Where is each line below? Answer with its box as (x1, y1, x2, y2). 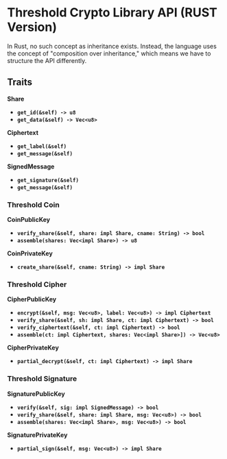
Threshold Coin (7, 200, 60, 210)
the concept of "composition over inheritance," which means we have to (7, 49, 211, 58)
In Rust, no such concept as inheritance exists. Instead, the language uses (7, 42, 217, 50)
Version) (7, 19, 57, 35)
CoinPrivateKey (7, 249, 53, 258)
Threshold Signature (7, 374, 77, 384)
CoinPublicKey (7, 216, 50, 224)
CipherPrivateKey (7, 344, 60, 352)
